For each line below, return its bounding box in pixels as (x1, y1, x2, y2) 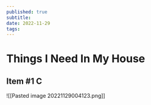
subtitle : (6, 15, 32, 21)
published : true (6, 8, 47, 15)
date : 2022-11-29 (6, 20, 51, 26)
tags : (6, 25, 20, 32)
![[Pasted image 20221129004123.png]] (6, 92, 105, 100)
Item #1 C (6, 76, 43, 86)
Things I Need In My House (6, 52, 146, 66)
